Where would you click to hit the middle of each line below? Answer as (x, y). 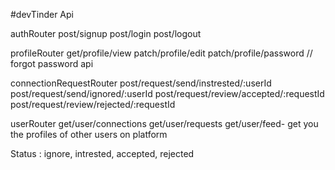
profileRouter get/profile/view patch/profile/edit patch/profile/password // (161, 53)
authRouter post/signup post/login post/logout (106, 33)
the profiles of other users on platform (89, 134)
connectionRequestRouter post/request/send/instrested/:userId (141, 83)
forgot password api (52, 63)
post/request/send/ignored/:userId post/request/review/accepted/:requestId (167, 93)
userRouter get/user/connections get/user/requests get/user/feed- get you (164, 123)
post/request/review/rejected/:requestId (93, 104)
